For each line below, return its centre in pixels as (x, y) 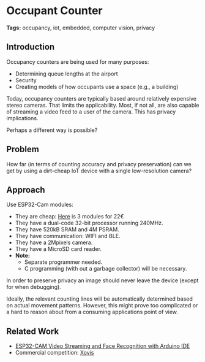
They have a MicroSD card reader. (58, 249)
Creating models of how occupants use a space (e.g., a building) (97, 87)
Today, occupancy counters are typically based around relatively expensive (102, 98)
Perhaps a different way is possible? (52, 130)
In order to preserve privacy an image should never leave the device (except (102, 280)
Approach (26, 190)
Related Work (33, 331)
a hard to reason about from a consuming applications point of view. (92, 312)
